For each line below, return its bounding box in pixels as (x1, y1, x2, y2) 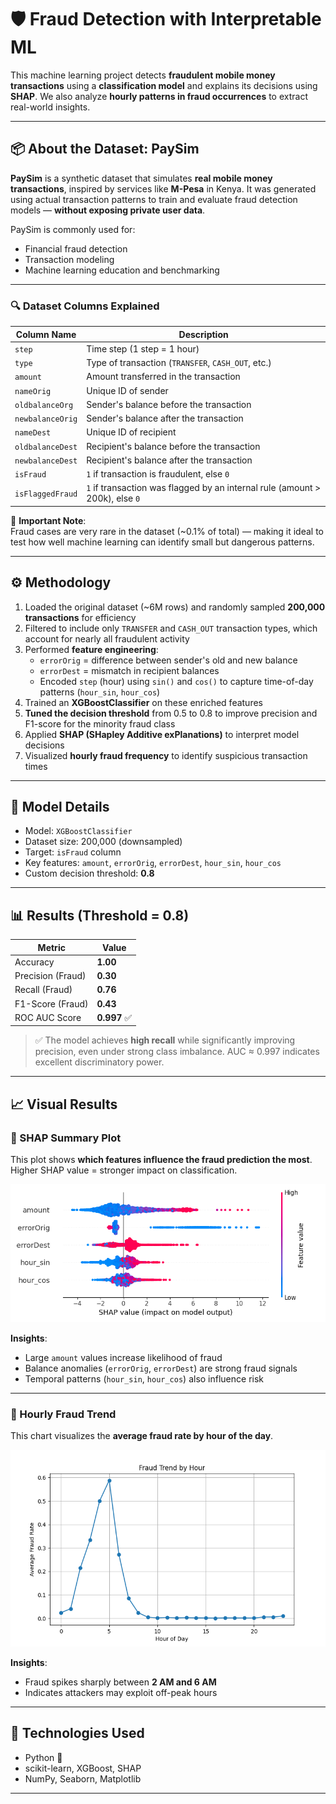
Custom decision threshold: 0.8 (24, 867, 155, 880)
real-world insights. (10, 101, 91, 113)
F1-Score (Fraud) (14, 997, 89, 1010)
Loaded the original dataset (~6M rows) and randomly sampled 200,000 (24, 601, 326, 613)
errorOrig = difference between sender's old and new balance (39, 654, 298, 666)
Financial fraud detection (24, 242, 128, 255)
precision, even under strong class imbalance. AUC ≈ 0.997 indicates (34, 1046, 320, 1058)
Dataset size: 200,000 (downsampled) (24, 836, 183, 848)
